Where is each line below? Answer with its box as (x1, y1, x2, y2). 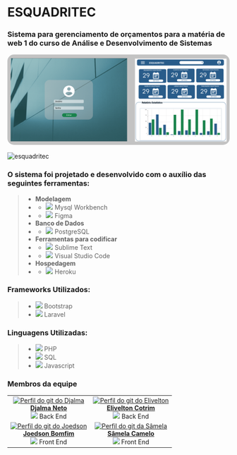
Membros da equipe (7, 379, 78, 389)
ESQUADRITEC (7, 4, 97, 20)
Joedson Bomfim (23, 430, 75, 438)
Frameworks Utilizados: (7, 285, 90, 295)
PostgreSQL (54, 227, 90, 236)
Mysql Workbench (54, 202, 108, 212)
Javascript (44, 361, 75, 370)
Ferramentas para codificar (35, 234, 118, 243)
